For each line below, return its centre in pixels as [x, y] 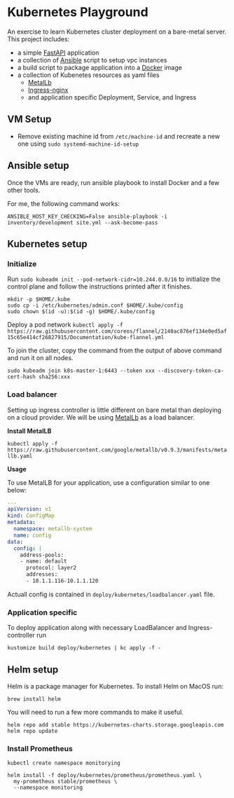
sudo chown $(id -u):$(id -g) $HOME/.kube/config [81, 312]
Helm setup [33, 669]
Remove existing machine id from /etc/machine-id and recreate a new [119, 136]
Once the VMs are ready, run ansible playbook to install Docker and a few [113, 182]
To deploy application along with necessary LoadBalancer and [97, 628]
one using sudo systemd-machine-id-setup [78, 144]
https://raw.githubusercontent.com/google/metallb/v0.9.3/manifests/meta [117, 450]
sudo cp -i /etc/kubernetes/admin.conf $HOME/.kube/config [95, 305]
